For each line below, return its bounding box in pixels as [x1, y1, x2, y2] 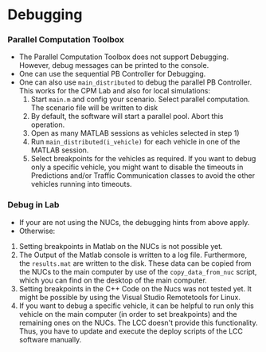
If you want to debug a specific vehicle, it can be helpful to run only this [18, 301, 254, 310]
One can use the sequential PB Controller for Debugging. [18, 69, 206, 79]
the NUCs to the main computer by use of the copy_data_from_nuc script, [18, 267, 257, 276]
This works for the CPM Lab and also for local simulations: [18, 86, 211, 96]
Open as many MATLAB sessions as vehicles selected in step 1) [30, 129, 240, 138]
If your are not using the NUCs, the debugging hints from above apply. [18, 217, 250, 227]
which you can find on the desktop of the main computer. [18, 275, 208, 285]
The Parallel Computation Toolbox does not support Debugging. [18, 52, 229, 61]
